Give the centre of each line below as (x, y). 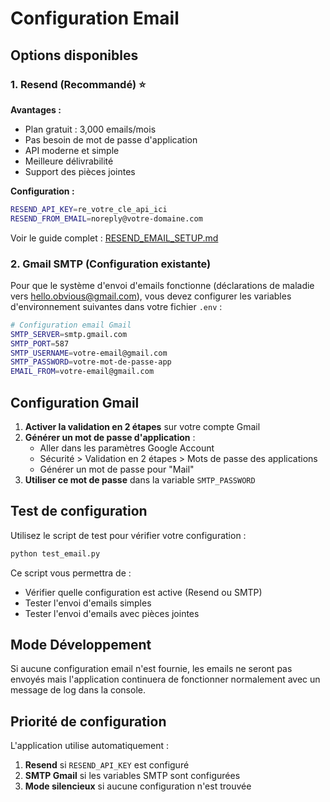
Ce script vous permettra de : (71, 573)
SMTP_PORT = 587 (40, 343)
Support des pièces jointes (80, 171)
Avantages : (36, 109)
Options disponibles (74, 55)
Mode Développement (81, 645)
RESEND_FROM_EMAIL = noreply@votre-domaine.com (106, 218)
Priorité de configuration (88, 721)
